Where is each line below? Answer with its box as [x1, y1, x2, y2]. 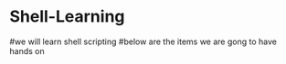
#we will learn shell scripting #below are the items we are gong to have [9, 36, 277, 47]
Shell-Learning [9, 6, 125, 27]
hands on [9, 45, 45, 56]
